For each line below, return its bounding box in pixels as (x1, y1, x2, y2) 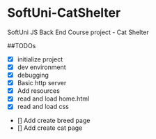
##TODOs (7, 41, 36, 50)
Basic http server (17, 79, 67, 87)
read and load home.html (17, 94, 90, 103)
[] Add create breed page (17, 117, 91, 125)
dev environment (17, 63, 66, 71)
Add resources (17, 87, 61, 95)
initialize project (17, 54, 63, 64)
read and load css (17, 103, 70, 111)
